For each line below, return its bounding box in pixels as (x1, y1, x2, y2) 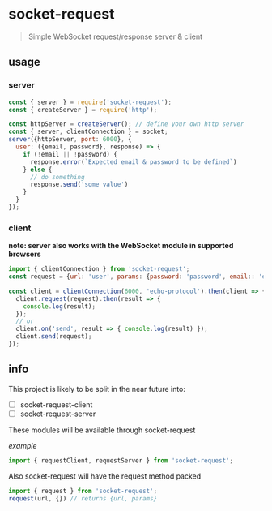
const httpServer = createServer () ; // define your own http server (8, 120, 244, 128)
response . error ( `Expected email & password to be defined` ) (29, 157, 237, 166)
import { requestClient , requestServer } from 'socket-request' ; (8, 456, 233, 465)
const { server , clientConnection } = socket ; (8, 127, 168, 136)
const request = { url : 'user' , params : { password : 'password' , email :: (8, 273, 255, 281)
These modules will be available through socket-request (8, 425, 196, 435)
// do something (29, 173, 85, 181)
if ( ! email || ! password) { (23, 150, 117, 158)
